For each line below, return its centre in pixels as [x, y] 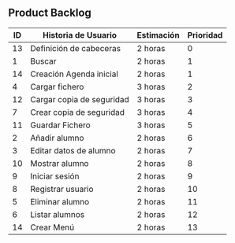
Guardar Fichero [60, 125]
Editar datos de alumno [73, 150]
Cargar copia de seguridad [80, 99]
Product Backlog [50, 13]
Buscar [43, 61]
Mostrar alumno [60, 163]
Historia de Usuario [80, 35]
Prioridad [205, 35]
